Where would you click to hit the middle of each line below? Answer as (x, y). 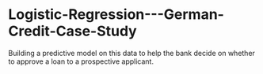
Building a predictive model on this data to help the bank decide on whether (132, 53)
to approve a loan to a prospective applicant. (81, 61)
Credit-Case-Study (72, 31)
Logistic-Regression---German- (116, 15)
